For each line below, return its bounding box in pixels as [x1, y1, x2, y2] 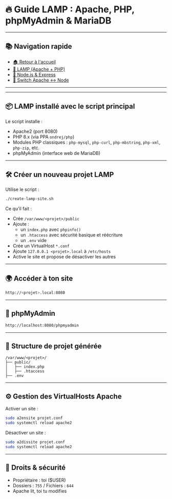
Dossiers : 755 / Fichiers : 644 [12, 482, 74, 488]
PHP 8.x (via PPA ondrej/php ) [12, 133, 75, 139]
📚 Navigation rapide [5, 42, 73, 51]
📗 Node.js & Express [12, 71, 56, 77]
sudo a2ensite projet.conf [5, 415, 63, 421]
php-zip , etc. [12, 145, 40, 151]
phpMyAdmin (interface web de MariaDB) [12, 150, 101, 156]
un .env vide [20, 237, 47, 244]
